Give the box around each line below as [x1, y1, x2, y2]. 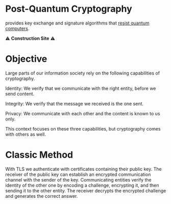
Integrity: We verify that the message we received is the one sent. [5, 100, 144, 107]
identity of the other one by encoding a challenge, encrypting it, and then [5, 182, 159, 188]
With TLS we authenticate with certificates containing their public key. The [5, 166, 162, 172]
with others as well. [5, 131, 46, 137]
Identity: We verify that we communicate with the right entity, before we [5, 85, 156, 91]
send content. [5, 90, 35, 97]
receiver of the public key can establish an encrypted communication [5, 171, 151, 177]
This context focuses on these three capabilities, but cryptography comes [5, 125, 161, 132]
